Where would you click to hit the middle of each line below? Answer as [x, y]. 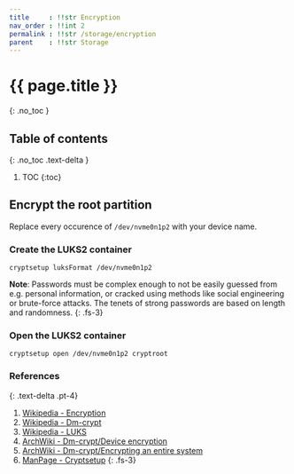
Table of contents [58, 138]
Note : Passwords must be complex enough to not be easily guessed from [143, 284]
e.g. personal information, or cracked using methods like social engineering [147, 294]
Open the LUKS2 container [68, 336]
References [35, 376]
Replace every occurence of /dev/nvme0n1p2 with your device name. [133, 226]
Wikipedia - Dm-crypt [62, 422]
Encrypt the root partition [81, 205]
